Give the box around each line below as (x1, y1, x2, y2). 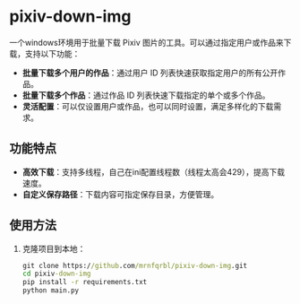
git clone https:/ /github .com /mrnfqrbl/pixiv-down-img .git (21, 261, 248, 270)
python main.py (21, 286, 80, 295)
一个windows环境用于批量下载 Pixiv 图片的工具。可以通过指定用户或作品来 (9, 37, 284, 48)
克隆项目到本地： (21, 243, 86, 254)
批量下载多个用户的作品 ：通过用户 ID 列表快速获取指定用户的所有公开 (21, 67, 279, 78)
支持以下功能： (24, 48, 81, 59)
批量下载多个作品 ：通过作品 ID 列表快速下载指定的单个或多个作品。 (21, 90, 270, 100)
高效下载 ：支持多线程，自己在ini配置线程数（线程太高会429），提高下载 (21, 166, 286, 177)
